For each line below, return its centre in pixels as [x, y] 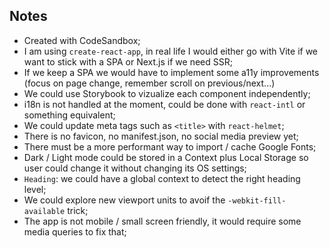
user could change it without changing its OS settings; [135, 168]
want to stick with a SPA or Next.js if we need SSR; [128, 61]
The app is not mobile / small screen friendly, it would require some [162, 221]
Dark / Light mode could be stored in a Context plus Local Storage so [166, 157]
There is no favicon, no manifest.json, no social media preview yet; [161, 136]
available [44, 211]
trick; [78, 210]
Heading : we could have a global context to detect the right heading [162, 178]
